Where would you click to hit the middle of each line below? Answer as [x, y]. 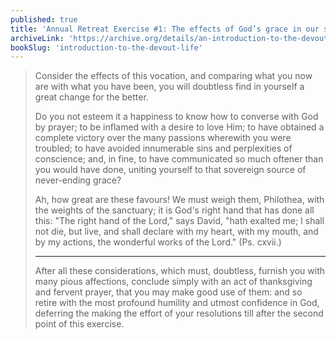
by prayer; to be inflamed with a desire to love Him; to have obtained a [179, 127]
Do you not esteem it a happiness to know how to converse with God [176, 117]
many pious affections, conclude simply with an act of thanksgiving [173, 282]
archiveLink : [37, 38]
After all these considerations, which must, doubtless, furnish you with [180, 271]
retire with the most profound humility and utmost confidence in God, [177, 303]
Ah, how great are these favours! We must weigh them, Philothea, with [179, 200]
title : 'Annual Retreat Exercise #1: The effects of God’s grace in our [165, 29]
